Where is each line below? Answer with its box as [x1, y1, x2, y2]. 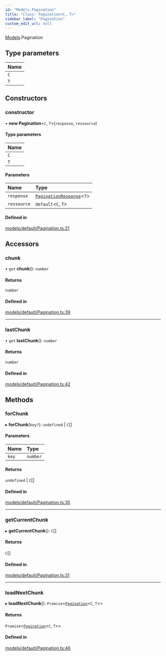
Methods [5, 396, 34, 404]
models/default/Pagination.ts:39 [5, 309, 71, 315]
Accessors [5, 240, 40, 248]
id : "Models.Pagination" [5, 7, 56, 12]
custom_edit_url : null [5, 21, 52, 26]
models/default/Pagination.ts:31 [5, 573, 70, 578]
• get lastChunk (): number [5, 337, 57, 343]
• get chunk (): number [5, 266, 49, 272]
